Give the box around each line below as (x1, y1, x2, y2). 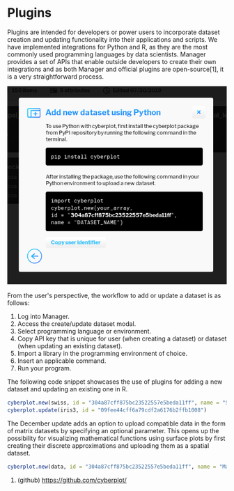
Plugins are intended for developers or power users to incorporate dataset (7, 28, 221, 36)
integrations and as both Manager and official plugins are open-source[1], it (7, 65, 224, 73)
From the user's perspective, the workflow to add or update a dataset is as (7, 291, 221, 299)
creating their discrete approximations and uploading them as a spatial (7, 441, 210, 450)
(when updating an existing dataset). (17, 341, 123, 350)
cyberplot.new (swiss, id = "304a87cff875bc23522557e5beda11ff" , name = (7, 399, 219, 406)
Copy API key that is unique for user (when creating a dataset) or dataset (17, 334, 227, 343)
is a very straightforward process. (7, 72, 104, 81)
